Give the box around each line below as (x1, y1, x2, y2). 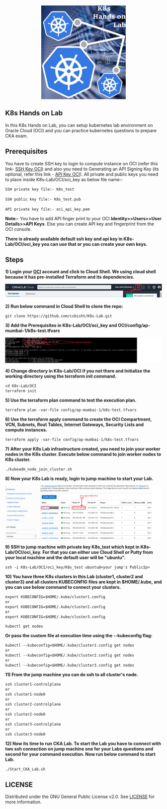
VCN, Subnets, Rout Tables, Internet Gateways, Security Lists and (5, 421, 144, 427)
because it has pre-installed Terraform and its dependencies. (5, 274, 135, 280)
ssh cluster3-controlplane (5, 722, 61, 727)
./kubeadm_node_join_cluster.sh (5, 467, 72, 472)
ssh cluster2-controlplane (5, 702, 61, 707)
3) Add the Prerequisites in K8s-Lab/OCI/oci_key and (5, 323, 117, 329)
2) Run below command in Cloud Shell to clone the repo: (5, 303, 123, 310)
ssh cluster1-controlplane (5, 682, 61, 687)
